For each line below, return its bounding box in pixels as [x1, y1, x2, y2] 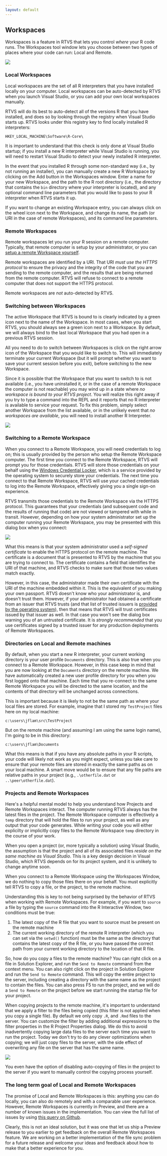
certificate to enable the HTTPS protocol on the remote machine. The [5, 549, 148, 555]
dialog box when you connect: [5, 525, 67, 531]
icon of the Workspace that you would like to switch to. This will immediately [5, 350, 162, 356]
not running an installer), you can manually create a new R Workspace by [5, 168, 156, 174]
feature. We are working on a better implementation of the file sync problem [5, 1134, 161, 1141]
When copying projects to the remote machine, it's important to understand [5, 1002, 160, 1008]
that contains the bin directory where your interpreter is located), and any [5, 184, 157, 190]
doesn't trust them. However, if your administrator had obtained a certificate [5, 595, 162, 601]
